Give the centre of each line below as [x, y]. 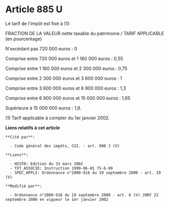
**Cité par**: [20, 137]
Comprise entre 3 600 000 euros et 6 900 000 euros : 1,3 [66, 88]
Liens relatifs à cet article [33, 127]
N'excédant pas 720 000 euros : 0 [41, 48]
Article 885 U [34, 9]
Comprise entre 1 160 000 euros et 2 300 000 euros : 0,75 [66, 68]
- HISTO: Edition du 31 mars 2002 [46, 164]
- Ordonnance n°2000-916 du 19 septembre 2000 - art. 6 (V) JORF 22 [84, 195]
